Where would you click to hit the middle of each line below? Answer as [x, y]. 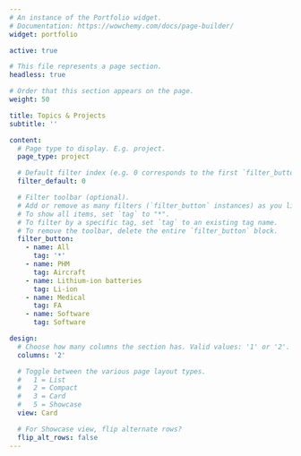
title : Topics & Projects [57, 116]
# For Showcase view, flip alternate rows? [99, 429]
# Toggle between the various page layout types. [112, 371]
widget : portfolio [43, 34]
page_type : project [54, 157]
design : [24, 339]
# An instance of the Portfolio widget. [86, 17]
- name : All [47, 247]
